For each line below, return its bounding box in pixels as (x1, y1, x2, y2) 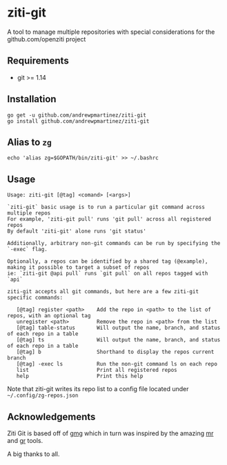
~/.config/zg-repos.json (7, 392, 79, 399)
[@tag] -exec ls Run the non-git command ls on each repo (16, 361, 217, 368)
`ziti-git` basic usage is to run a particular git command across (7, 204, 206, 211)
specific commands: (7, 295, 63, 301)
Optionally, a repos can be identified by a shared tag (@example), (7, 258, 208, 265)
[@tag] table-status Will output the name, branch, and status (16, 324, 221, 332)
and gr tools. (7, 437, 43, 444)
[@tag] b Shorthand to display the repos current (16, 348, 215, 356)
